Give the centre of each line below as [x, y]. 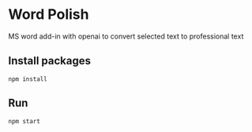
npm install [28, 79]
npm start [24, 121]
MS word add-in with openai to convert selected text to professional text [126, 36]
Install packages [49, 61]
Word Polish [49, 15]
